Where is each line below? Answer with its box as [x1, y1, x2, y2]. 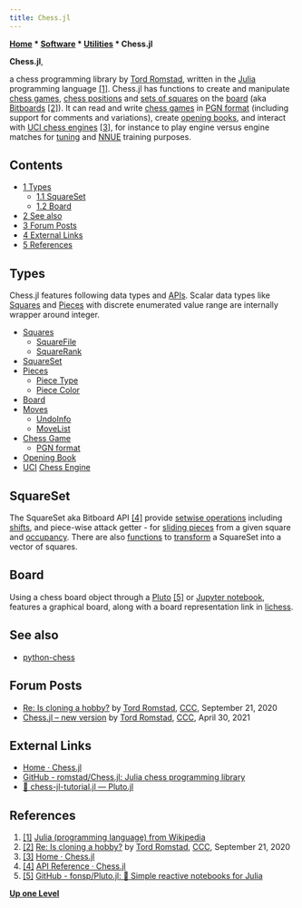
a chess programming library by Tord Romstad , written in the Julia [9, 74, 257, 84]
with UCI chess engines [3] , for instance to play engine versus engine [9, 122, 270, 133]
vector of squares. [9, 541, 79, 552]
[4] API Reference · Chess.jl [22, 861, 126, 872]
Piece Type [35, 375, 79, 386]
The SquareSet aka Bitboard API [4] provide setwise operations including [9, 512, 283, 523]
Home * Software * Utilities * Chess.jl [9, 38, 153, 49]
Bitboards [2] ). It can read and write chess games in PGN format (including [9, 102, 289, 113]
